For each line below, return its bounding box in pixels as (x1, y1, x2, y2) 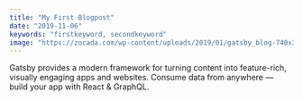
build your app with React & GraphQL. (9, 81, 150, 92)
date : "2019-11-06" (9, 21, 83, 30)
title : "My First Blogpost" (9, 13, 115, 22)
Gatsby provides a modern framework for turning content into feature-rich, (9, 63, 287, 73)
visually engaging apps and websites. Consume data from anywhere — (9, 72, 274, 83)
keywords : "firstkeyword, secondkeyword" (9, 29, 168, 38)
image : (9, 38, 34, 47)
